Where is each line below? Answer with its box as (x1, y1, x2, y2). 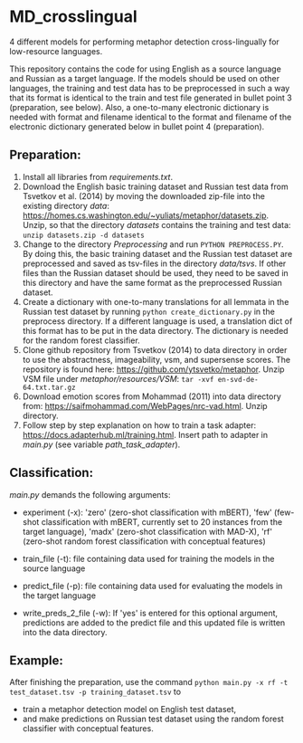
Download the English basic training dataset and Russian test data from (22, 181, 289, 192)
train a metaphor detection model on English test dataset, (22, 704, 237, 715)
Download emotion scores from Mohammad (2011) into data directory (22, 391, 282, 402)
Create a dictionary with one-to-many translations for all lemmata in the (22, 296, 289, 307)
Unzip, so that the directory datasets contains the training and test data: (22, 219, 291, 230)
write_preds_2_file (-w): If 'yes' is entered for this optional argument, (22, 607, 279, 618)
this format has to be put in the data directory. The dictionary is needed (22, 325, 289, 336)
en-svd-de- (217, 375, 260, 384)
